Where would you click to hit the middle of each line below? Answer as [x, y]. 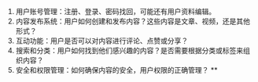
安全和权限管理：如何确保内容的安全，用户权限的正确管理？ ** [116, 70]
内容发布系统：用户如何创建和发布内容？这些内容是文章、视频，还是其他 [133, 21]
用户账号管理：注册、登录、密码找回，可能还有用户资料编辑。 [116, 11]
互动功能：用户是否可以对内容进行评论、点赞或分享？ [102, 41]
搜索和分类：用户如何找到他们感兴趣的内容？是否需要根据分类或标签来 [129, 50]
